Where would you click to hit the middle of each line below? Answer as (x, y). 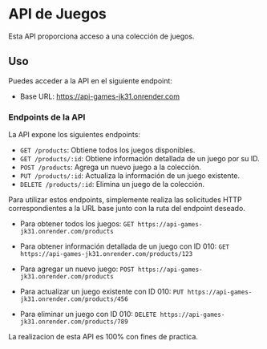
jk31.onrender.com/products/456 (74, 299)
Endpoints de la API (47, 117)
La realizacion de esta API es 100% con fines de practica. (103, 337)
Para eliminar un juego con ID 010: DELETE (88, 315)
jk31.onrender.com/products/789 (74, 322)
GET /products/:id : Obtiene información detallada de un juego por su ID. (140, 159)
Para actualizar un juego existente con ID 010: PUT (102, 292)
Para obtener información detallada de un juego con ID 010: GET (125, 246)
